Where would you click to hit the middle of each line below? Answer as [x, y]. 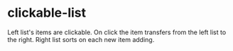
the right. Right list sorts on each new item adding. [81, 39]
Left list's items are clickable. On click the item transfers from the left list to [117, 32]
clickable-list [47, 13]
